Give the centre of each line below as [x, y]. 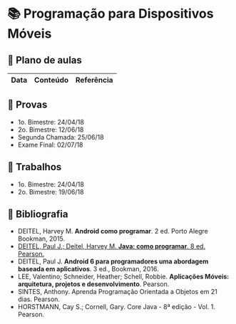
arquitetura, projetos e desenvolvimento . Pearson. [93, 284]
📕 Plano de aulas [45, 60]
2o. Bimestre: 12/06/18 [51, 130]
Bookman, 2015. [41, 239]
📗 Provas [27, 105]
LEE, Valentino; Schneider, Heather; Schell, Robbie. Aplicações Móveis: [123, 277]
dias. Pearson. [39, 299]
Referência [94, 80]
